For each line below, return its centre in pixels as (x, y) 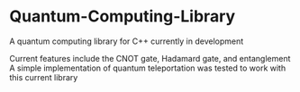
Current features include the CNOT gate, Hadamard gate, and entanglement (150, 58)
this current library (44, 77)
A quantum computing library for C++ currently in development (127, 41)
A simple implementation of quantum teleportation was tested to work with (148, 68)
